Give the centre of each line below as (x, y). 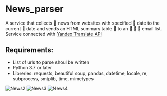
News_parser (34, 9)
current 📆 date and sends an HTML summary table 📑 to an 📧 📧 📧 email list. (84, 28)
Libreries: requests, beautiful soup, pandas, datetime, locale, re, (80, 73)
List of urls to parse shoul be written (51, 62)
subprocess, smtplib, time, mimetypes (53, 78)
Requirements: (30, 50)
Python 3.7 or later (32, 67)
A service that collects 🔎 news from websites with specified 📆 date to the (83, 23)
